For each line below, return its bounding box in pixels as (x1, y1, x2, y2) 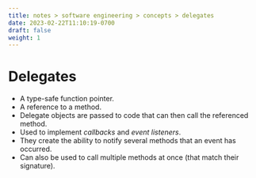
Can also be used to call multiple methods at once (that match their (19, 153, 239, 162)
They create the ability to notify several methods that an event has (19, 136, 236, 146)
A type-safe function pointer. (19, 94, 115, 104)
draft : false (8, 26, 52, 34)
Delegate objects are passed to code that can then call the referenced (19, 111, 249, 120)
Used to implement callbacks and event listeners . (19, 127, 181, 137)
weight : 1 (8, 33, 41, 42)
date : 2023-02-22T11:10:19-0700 (8, 19, 115, 27)
